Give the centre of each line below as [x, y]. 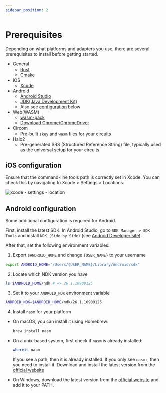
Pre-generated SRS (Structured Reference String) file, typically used [91, 144]
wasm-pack [32, 117]
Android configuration [41, 208]
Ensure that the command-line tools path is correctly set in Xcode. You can [83, 177]
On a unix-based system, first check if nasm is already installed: [77, 340]
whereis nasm [26, 350]
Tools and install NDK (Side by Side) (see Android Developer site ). [73, 236]
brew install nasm [32, 331]
